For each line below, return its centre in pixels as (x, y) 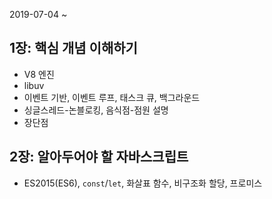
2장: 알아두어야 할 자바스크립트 (99, 157)
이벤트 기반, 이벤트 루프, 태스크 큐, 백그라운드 (112, 97)
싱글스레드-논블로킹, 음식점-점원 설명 (96, 110)
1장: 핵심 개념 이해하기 (73, 48)
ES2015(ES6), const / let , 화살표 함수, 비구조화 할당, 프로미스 (143, 183)
